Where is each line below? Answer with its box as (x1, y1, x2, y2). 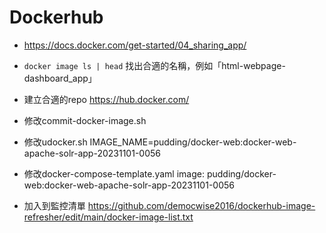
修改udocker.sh (23, 136, 88, 148)
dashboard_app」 (23, 72, 97, 84)
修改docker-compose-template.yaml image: (23, 167, 205, 180)
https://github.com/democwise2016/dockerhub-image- (87, 199, 316, 211)
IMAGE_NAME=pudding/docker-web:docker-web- (89, 136, 297, 148)
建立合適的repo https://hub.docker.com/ (23, 93, 190, 105)
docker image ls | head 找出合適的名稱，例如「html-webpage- (23, 59, 286, 71)
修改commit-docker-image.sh (23, 114, 147, 126)
